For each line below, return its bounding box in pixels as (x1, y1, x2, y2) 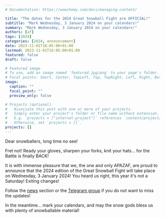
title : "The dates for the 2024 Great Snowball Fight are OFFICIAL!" (5, 16, 151, 21)
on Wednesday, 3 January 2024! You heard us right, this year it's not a (5, 172, 148, 179)
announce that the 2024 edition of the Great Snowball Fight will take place (5, 168, 156, 173)
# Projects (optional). (5, 102, 54, 107)
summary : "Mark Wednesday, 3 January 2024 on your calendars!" (5, 25, 137, 30)
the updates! (5, 193, 31, 198)
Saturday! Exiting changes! (5, 178, 59, 184)
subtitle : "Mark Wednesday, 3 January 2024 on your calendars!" (5, 21, 139, 25)
